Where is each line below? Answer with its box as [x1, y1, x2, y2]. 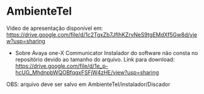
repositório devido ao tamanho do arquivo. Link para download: [15, 56, 175, 63]
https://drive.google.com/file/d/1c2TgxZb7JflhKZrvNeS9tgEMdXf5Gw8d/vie [6, 31, 197, 38]
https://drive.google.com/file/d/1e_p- [15, 62, 109, 70]
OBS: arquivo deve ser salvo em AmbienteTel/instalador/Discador [6, 81, 170, 88]
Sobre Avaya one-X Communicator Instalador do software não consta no [15, 49, 199, 56]
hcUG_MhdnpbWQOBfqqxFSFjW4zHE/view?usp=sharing [15, 68, 159, 76]
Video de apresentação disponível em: [6, 24, 103, 32]
